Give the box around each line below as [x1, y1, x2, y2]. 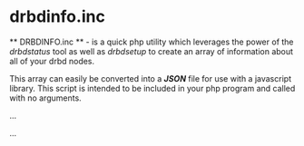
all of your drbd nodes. [9, 55, 95, 66]
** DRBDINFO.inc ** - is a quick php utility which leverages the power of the [9, 36, 294, 47]
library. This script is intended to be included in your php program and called [9, 83, 296, 93]
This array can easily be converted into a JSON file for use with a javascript [9, 73, 292, 83]
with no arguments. [9, 92, 82, 103]
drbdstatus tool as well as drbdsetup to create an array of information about [9, 45, 293, 56]
